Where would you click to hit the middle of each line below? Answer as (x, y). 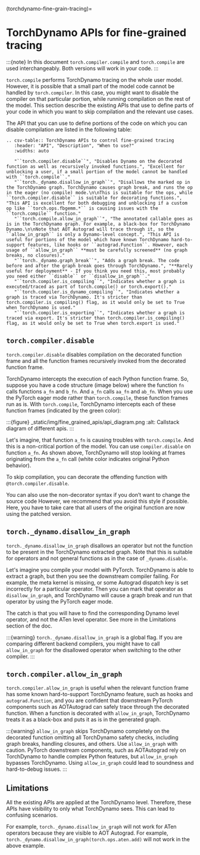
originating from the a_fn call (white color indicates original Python (88, 459)
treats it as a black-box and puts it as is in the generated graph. (84, 719)
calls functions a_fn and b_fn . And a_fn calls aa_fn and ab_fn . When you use (100, 391)
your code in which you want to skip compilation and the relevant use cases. (100, 111)
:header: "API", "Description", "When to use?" (74, 146)
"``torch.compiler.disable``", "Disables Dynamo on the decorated (98, 161)
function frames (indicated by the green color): (64, 410)
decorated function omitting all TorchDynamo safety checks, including (92, 737)
